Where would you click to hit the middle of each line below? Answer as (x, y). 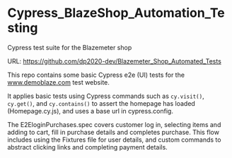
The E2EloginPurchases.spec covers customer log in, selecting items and (114, 124)
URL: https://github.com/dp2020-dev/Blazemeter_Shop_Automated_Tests (114, 61)
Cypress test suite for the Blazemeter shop (70, 47)
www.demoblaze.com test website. (58, 82)
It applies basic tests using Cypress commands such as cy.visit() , (106, 96)
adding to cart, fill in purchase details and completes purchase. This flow (113, 132)
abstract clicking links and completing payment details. (87, 147)
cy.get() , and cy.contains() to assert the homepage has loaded (101, 103)
